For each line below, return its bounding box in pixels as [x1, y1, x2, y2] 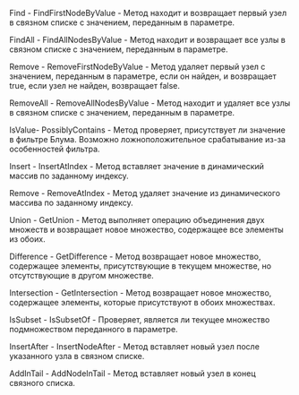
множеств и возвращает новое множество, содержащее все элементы [9, 224, 284, 235]
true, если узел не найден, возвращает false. [9, 81, 181, 90]
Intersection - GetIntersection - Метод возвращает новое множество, [9, 288, 272, 298]
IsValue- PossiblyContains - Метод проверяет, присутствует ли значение [9, 125, 286, 135]
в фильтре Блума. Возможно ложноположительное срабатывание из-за [9, 134, 286, 144]
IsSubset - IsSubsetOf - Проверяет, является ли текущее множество [9, 314, 270, 325]
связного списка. [9, 378, 76, 388]
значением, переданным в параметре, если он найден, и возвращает [9, 71, 277, 82]
